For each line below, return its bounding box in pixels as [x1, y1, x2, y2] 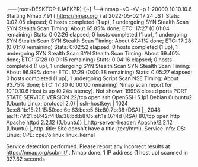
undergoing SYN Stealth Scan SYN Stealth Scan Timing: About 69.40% [6, 50, 180, 57]
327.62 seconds [6, 155, 46, 162]
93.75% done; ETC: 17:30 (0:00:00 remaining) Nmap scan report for [6, 81, 172, 88]
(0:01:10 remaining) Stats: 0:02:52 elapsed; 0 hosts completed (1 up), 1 [6, 44, 178, 50]
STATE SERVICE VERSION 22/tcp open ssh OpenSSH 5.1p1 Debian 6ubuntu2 [6, 94, 193, 100]
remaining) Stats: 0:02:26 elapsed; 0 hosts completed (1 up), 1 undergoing [6, 31, 187, 38]
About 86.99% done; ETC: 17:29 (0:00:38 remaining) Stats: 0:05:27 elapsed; [6, 68, 193, 76]
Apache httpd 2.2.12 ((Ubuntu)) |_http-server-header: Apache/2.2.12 [6, 119, 173, 126]
